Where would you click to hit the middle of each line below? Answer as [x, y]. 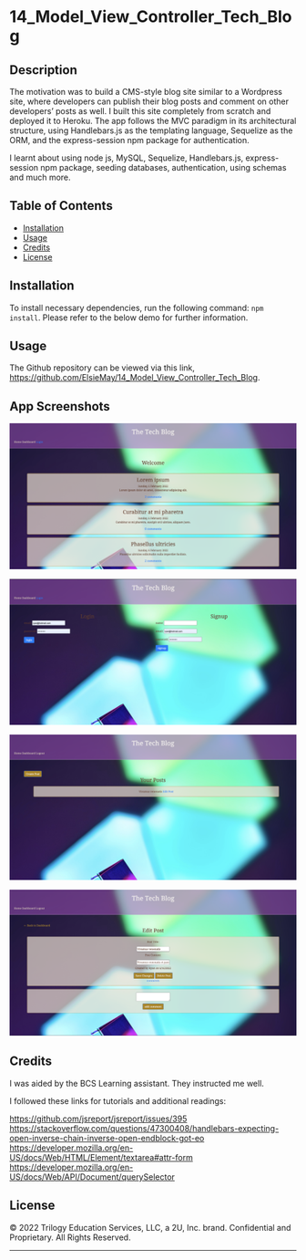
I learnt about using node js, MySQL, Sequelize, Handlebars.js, [127, 158]
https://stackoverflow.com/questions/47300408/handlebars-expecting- [144, 1128]
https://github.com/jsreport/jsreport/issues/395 [98, 1119]
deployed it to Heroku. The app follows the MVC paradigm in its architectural [153, 121]
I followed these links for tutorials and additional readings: [117, 1100]
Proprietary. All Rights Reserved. [70, 1237]
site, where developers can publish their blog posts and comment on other [149, 101]
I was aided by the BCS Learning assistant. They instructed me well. [137, 1083]
